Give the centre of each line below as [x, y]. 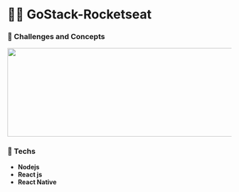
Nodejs [28, 166]
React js [30, 174]
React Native [37, 182]
